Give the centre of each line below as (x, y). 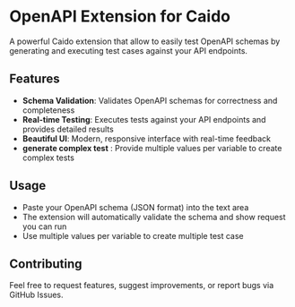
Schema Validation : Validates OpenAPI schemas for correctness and (150, 100)
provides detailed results (68, 129)
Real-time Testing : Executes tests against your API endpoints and (144, 119)
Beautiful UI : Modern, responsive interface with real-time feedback (147, 138)
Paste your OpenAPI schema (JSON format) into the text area (135, 207)
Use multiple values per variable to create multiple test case (133, 235)
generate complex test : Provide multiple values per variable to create (152, 148)
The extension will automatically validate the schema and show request (154, 217)
